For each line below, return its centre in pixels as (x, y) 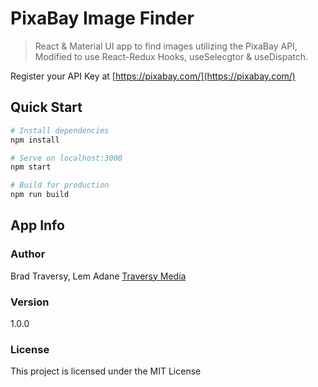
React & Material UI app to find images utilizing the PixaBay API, (166, 46)
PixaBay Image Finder (102, 18)
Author (28, 254)
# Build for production (60, 185)
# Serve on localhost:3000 (66, 158)
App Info (37, 225)
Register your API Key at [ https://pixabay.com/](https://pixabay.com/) (153, 76)
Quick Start (46, 107)
